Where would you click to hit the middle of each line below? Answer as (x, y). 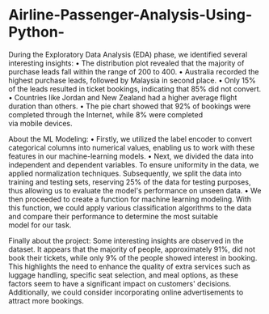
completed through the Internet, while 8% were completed (106, 114)
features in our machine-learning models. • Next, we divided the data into (131, 156)
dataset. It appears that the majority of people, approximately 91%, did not (132, 249)
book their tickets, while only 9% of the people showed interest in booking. (133, 257)
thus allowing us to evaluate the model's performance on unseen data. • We (135, 190)
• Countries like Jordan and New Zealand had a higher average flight (123, 97)
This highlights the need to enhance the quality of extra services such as (129, 266)
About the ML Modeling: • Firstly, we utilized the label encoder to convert (130, 138)
